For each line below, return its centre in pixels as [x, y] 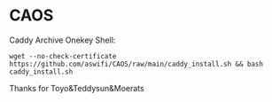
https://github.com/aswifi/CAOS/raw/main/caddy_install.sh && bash [136, 64]
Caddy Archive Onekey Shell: [62, 40]
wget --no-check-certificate [63, 56]
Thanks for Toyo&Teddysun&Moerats [77, 88]
